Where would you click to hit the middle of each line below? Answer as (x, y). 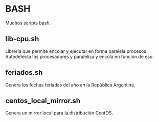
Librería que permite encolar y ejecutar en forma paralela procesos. (76, 51)
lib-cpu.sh (22, 39)
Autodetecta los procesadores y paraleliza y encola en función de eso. (80, 56)
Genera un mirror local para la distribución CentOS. (59, 113)
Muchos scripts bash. (28, 23)
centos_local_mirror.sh (43, 100)
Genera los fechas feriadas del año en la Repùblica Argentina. (70, 85)
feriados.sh (24, 72)
